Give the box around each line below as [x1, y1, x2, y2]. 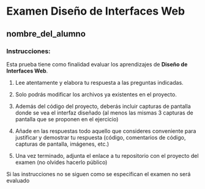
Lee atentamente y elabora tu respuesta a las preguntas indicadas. [15, 79, 184, 86]
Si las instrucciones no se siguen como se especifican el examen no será [6, 170, 191, 177]
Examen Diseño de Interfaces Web [6, 4, 185, 18]
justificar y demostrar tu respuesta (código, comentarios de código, [15, 134, 186, 141]
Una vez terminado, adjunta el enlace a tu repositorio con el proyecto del [15, 152, 199, 159]
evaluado [6, 177, 30, 184]
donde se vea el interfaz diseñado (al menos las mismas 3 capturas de [15, 109, 194, 116]
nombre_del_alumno [6, 29, 86, 39]
